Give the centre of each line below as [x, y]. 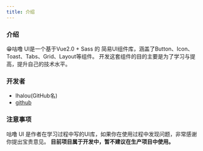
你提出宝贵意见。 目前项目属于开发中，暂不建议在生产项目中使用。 [90, 141]
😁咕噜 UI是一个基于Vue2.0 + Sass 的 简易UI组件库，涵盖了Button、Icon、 [100, 49]
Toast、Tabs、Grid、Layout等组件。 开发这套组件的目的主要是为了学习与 [98, 56]
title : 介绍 [20, 12]
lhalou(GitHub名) [36, 96]
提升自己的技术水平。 [44, 64]
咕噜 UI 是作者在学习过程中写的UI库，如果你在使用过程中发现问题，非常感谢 [102, 134]
